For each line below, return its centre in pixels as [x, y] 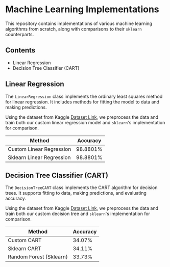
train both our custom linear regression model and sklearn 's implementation [85, 122]
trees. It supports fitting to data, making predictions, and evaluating [76, 193]
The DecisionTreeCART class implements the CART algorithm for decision [81, 188]
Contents [20, 50]
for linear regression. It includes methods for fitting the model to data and [82, 102]
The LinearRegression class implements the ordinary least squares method [84, 96]
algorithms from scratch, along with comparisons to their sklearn [74, 29]
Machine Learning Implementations [82, 9]
